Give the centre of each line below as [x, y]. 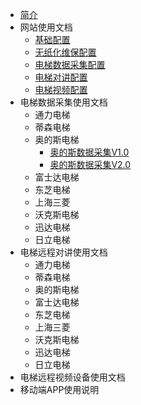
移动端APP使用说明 [59, 389]
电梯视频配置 [61, 89]
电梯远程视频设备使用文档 [72, 377]
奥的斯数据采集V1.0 [89, 152]
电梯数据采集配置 [70, 64]
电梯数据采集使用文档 [63, 102]
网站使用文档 [46, 27]
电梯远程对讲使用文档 [63, 252]
